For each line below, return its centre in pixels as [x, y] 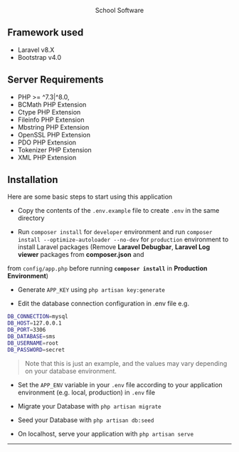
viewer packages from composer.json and [81, 255]
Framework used [46, 32]
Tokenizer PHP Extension [55, 149]
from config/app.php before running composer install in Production [107, 268]
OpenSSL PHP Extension [54, 135]
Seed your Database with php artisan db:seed [86, 420]
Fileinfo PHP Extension [51, 120]
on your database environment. [71, 371]
